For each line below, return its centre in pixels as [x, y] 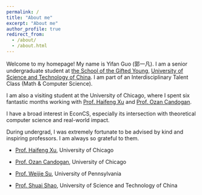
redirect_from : [25, 35]
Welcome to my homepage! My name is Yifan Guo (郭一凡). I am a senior [97, 64]
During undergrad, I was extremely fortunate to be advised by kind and [95, 132]
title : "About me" [29, 18]
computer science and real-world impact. [58, 120]
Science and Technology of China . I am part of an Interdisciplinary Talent [97, 77]
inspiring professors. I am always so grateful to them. [73, 138]
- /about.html [29, 46]
